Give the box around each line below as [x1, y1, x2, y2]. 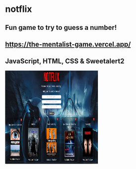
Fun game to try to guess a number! [5, 23, 117, 32]
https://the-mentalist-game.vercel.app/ [5, 40, 131, 48]
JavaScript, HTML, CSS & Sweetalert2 [5, 57, 125, 66]
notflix [5, 3, 32, 15]
